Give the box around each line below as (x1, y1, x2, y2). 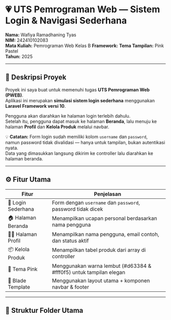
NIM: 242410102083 (5, 37, 48, 43)
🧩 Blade (8, 277, 26, 284)
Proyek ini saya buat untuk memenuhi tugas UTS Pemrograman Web (5, 86, 150, 93)
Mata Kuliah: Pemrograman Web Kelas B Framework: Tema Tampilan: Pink (5, 42, 164, 49)
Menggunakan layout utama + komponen (51, 277, 150, 284)
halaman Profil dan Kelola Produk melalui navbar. (5, 124, 109, 130)
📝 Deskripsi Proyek (5, 73, 67, 82)
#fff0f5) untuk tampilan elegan (51, 268, 126, 276)
